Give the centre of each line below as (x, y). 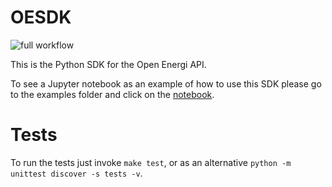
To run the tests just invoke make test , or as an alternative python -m (151, 162)
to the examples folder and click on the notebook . (112, 94)
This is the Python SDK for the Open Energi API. (108, 64)
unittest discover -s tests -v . (76, 173)
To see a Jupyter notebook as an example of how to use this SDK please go (166, 83)
